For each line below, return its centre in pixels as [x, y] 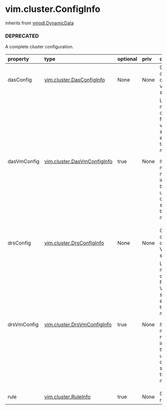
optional [127, 59]
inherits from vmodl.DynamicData [40, 23]
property [18, 59]
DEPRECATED [22, 36]
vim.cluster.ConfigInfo [53, 9]
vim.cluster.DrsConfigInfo [74, 243]
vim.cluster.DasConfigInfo [75, 80]
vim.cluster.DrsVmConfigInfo [78, 325]
